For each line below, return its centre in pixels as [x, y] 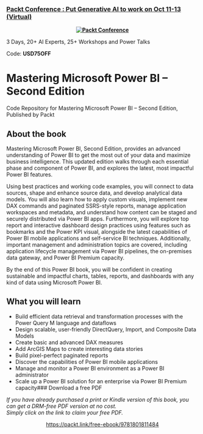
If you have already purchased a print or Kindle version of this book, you [98, 399]
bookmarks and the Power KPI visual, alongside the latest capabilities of [97, 232]
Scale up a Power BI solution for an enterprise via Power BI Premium [101, 381]
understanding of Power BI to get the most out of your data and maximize [98, 155]
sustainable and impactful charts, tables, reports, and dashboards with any [100, 276]
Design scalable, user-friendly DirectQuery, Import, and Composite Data [106, 329]
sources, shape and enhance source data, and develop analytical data [94, 193]
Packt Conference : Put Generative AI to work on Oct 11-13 [94, 9]
